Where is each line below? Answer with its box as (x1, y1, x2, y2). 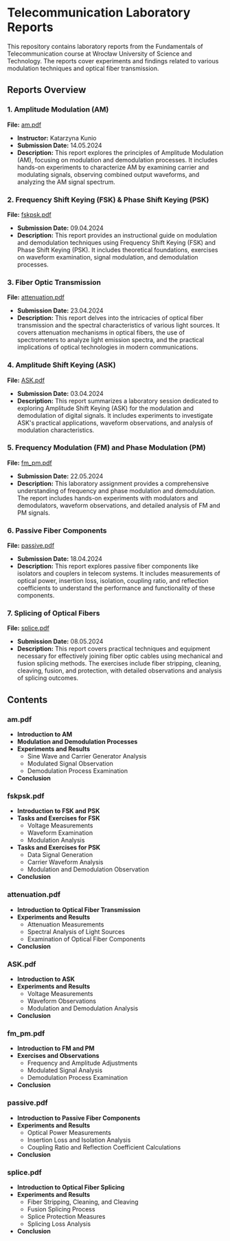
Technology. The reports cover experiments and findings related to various (7, 56, 219, 65)
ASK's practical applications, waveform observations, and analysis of (16, 418, 214, 427)
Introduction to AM (16, 730, 73, 739)
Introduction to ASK (16, 975, 76, 983)
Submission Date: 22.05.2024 (16, 471, 104, 480)
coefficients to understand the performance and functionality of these (16, 584, 215, 593)
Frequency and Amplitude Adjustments (27, 1059, 138, 1068)
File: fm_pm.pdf (7, 458, 53, 467)
